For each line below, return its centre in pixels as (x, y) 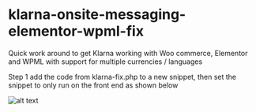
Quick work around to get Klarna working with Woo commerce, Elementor (128, 53)
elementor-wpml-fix (76, 31)
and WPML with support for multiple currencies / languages (105, 62)
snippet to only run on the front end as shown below (93, 85)
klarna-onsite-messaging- (97, 15)
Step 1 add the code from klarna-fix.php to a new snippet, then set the (122, 77)
